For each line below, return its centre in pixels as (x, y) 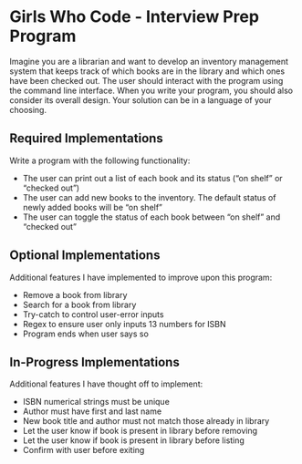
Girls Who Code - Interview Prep (135, 17)
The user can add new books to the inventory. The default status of (149, 197)
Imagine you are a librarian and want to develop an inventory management (149, 61)
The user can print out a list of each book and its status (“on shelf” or (152, 178)
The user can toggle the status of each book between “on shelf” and (151, 217)
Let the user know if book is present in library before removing (140, 431)
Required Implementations (87, 139)
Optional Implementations (85, 256)
